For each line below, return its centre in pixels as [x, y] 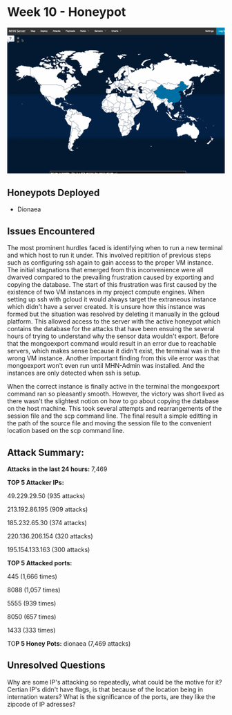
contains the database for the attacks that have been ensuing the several [111, 329]
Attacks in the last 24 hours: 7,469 [57, 469]
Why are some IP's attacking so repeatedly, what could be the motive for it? [115, 682]
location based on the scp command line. [66, 431]
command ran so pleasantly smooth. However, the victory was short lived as [116, 394]
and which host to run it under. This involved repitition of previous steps [109, 255]
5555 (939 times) [32, 603]
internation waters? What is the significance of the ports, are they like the [111, 696]
